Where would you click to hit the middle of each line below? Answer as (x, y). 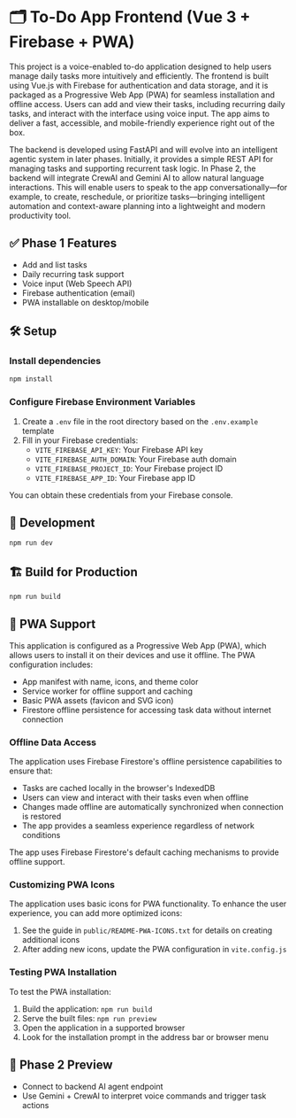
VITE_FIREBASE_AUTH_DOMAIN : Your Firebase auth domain (136, 459)
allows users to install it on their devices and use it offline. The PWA (133, 655)
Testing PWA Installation (63, 973)
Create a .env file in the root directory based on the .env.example (140, 421)
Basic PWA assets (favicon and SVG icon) (98, 700)
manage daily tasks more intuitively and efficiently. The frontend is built (139, 75)
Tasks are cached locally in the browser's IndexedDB (118, 788)
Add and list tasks (54, 264)
